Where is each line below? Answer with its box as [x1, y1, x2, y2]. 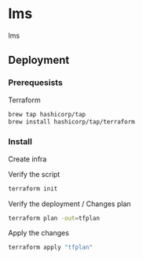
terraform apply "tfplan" [8, 243, 93, 252]
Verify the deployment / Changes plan [8, 198, 131, 209]
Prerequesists [8, 77, 63, 88]
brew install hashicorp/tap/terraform [8, 117, 135, 126]
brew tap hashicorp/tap [8, 110, 86, 118]
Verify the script [8, 169, 60, 179]
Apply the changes [8, 228, 69, 238]
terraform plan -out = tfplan [8, 214, 101, 222]
